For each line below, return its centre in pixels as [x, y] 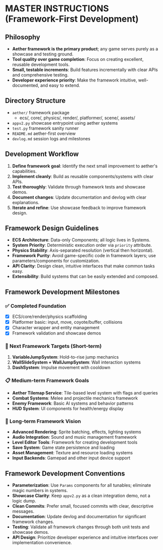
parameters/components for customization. [56, 261]
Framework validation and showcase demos [57, 333]
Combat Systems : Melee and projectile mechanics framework [75, 398]
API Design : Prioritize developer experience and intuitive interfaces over [85, 537]
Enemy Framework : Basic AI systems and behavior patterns [73, 403]
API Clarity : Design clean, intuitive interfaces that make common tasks [83, 266]
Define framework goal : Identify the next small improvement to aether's [85, 166]
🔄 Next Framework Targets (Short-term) [53, 346]
